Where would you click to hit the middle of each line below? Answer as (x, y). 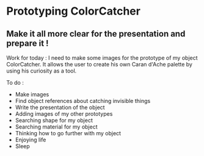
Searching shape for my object (54, 120)
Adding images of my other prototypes (64, 114)
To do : (15, 83)
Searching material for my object (56, 127)
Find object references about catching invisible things (83, 101)
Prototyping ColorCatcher (73, 11)
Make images (32, 94)
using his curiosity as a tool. (42, 71)
